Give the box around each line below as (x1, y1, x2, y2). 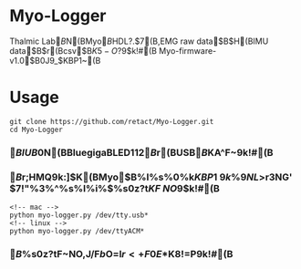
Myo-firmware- (159, 45, 217, 56)
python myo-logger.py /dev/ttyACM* (9, 227, 145, 236)
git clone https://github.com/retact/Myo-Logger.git (9, 117, 214, 126)
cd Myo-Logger (9, 125, 64, 134)
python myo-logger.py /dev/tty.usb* (9, 211, 149, 220)
